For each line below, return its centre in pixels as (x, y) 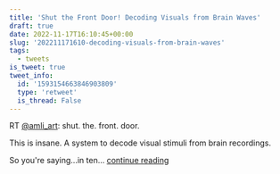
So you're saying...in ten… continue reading (89, 161)
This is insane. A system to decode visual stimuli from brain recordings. (140, 143)
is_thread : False (49, 100)
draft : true (31, 26)
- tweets (33, 59)
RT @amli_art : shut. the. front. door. (74, 126)
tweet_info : (31, 76)
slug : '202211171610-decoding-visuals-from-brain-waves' (117, 42)
